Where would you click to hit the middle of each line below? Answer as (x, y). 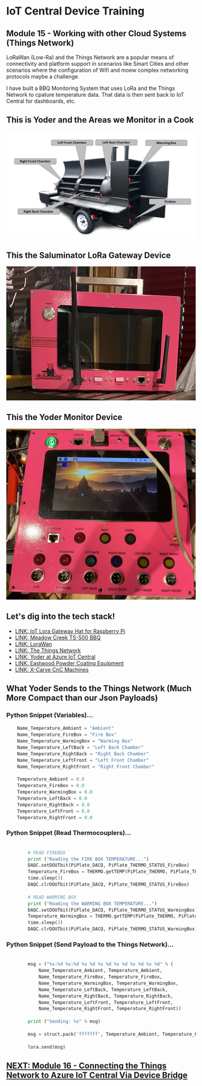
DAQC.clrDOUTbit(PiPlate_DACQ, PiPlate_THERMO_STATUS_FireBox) (109, 885)
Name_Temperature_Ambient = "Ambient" (66, 729)
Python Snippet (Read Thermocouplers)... (69, 833)
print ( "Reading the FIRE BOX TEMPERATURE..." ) (88, 859)
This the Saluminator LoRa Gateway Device (89, 255)
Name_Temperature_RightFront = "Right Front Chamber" (86, 767)
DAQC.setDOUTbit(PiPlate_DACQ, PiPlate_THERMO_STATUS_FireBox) (109, 865)
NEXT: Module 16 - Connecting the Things (87, 1066)
